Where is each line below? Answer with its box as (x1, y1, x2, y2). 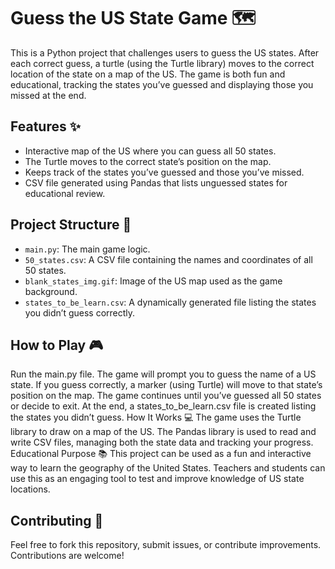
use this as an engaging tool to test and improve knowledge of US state (10, 473, 305, 485)
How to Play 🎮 (10, 336, 104, 354)
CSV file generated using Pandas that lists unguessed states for (24, 176, 288, 189)
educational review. (24, 187, 106, 199)
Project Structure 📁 (10, 216, 132, 234)
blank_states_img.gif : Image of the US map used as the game (24, 275, 283, 287)
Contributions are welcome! (10, 550, 125, 562)
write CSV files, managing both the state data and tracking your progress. (10, 436, 314, 449)
